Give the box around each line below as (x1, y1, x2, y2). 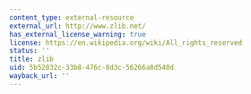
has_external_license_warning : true (9, 30, 146, 38)
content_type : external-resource (9, 13, 134, 22)
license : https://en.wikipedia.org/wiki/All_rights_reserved (9, 38, 243, 47)
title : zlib (9, 55, 54, 64)
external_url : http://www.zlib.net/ (9, 21, 146, 30)
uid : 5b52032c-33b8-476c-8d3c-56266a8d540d (9, 64, 175, 73)
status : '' (9, 47, 50, 56)
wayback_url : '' (9, 72, 70, 81)
